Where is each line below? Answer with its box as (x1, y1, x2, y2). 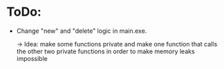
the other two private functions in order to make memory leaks (16, 47, 195, 55)
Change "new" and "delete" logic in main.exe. (16, 27, 147, 35)
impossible (16, 54, 48, 62)
